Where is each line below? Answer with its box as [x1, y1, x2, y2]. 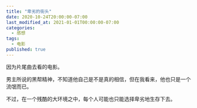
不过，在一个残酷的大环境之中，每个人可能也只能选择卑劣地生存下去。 [6, 95, 176, 102]
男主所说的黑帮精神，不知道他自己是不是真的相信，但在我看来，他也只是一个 [6, 75, 191, 82]
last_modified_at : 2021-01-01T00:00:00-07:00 [6, 19, 119, 25]
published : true [6, 47, 46, 53]
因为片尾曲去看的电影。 [6, 63, 63, 70]
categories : [6, 25, 35, 31]
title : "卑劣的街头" [6, 8, 52, 15]
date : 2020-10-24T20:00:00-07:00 [6, 14, 88, 20]
